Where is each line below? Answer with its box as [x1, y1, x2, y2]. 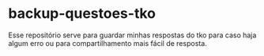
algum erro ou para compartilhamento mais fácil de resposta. [8, 38, 207, 47]
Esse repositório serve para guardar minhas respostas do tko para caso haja [8, 30, 257, 40]
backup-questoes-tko [8, 5, 157, 23]
